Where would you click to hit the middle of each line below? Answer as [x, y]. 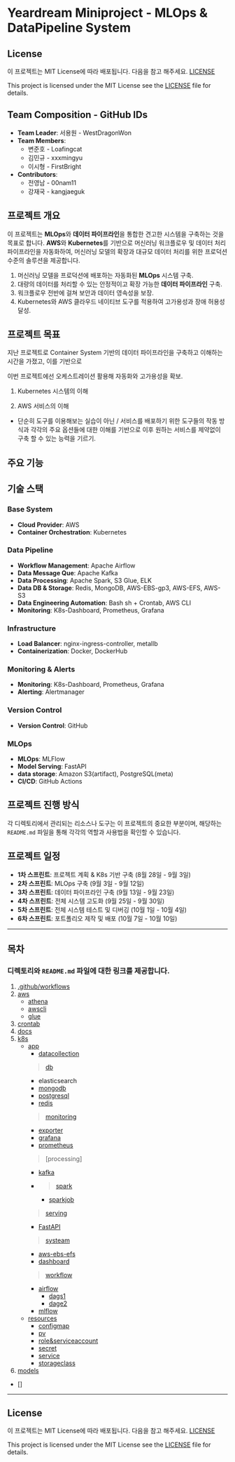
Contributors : [37, 174]
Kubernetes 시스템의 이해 [53, 391]
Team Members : [42, 140]
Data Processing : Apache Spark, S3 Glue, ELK [85, 580]
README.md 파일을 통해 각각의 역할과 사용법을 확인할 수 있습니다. [94, 832]
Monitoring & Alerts [41, 669]
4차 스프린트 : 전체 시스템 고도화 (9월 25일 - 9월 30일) [91, 901]
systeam [57, 1240]
